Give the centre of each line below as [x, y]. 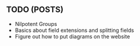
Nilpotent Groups [36, 24]
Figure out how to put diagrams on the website [72, 36]
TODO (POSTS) [35, 10]
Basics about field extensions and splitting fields [74, 30]
